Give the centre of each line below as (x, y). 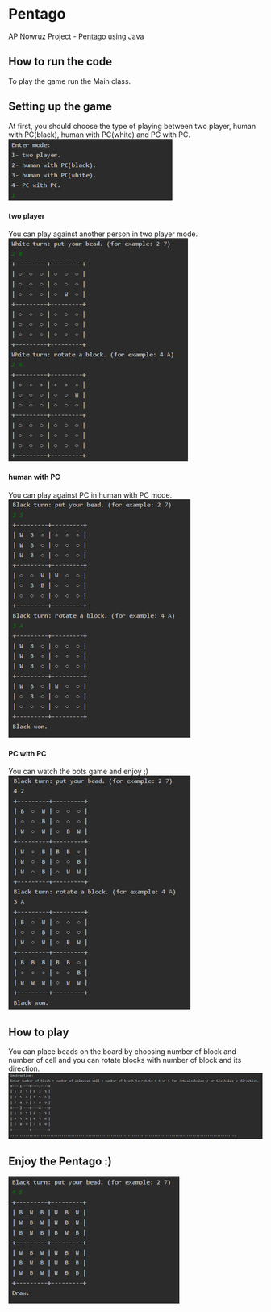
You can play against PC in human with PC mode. (90, 495)
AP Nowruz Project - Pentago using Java (76, 36)
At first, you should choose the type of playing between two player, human (132, 126)
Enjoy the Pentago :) (60, 1161)
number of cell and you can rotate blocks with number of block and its (125, 1060)
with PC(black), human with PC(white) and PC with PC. (100, 135)
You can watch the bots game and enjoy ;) (79, 772)
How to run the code (60, 62)
